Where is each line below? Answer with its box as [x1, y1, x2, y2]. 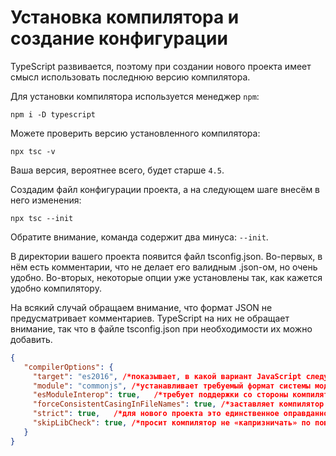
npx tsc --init [10, 213, 74, 223]
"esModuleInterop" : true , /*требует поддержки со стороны [32, 390, 288, 400]
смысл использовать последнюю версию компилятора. [10, 71, 251, 83]
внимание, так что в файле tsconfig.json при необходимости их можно [10, 322, 313, 335]
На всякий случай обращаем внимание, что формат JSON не [10, 301, 273, 313]
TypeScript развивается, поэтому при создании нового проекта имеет [10, 60, 312, 72]
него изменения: [10, 194, 82, 206]
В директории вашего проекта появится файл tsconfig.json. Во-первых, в [10, 250, 323, 262]
